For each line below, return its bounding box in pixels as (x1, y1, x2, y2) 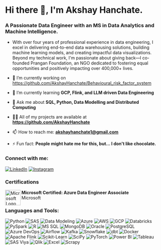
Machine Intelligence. (5, 28, 58, 35)
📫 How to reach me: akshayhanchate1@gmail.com (12, 129, 119, 135)
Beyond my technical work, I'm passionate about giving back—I (12, 55, 141, 61)
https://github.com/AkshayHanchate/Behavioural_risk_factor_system (12, 80, 152, 86)
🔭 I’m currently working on (12, 75, 66, 81)
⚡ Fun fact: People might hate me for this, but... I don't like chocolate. (12, 141, 157, 147)
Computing (12, 104, 36, 110)
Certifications (5, 178, 39, 185)
